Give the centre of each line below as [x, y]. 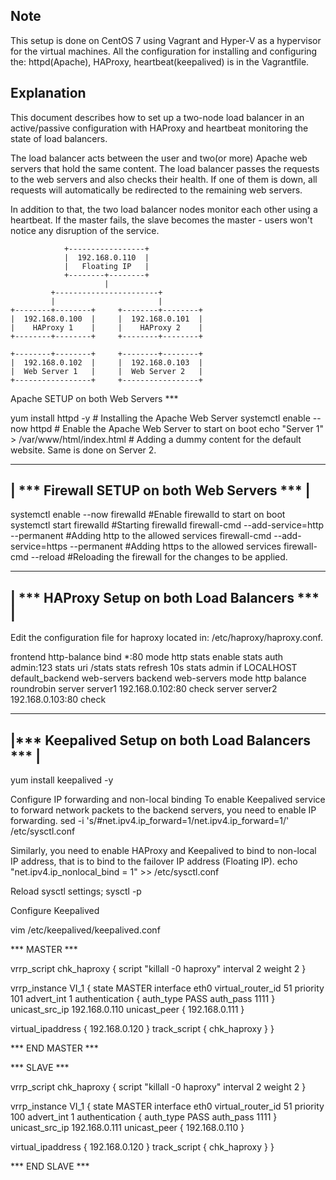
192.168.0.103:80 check [58, 700]
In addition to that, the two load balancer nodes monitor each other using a [164, 209]
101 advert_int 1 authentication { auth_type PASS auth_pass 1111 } [143, 999]
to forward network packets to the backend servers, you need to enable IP [163, 810]
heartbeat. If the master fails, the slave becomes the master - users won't [161, 220]
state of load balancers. [59, 138]
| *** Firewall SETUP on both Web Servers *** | [160, 490]
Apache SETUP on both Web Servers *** [94, 398]
